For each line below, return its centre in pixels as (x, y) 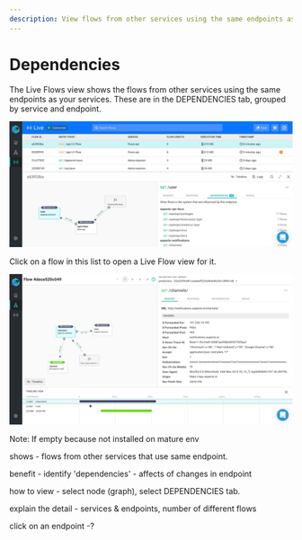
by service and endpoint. (55, 109)
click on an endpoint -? (52, 526)
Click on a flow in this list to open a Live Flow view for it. (113, 261)
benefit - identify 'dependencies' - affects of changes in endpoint (131, 474)
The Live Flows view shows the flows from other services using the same (145, 89)
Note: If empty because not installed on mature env (104, 438)
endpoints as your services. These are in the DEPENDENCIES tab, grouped (147, 99)
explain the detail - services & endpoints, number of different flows (133, 509)
